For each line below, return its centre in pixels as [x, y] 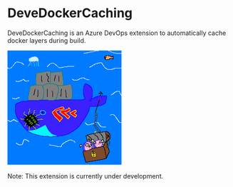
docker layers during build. [47, 40]
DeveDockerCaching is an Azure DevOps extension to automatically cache [117, 33]
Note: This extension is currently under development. [86, 176]
